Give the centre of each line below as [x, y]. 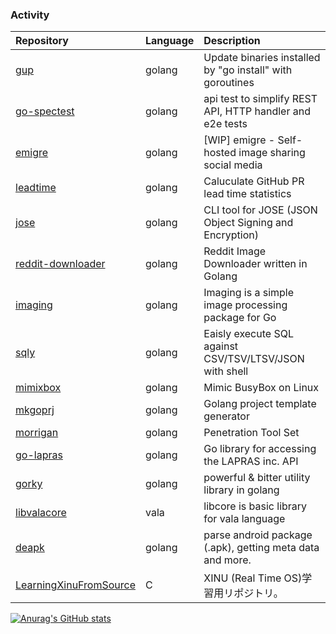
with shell [226, 371]
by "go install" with [248, 70]
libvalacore [41, 513]
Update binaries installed [262, 58]
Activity [30, 15]
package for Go [240, 318]
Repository [42, 41]
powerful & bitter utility [257, 478]
